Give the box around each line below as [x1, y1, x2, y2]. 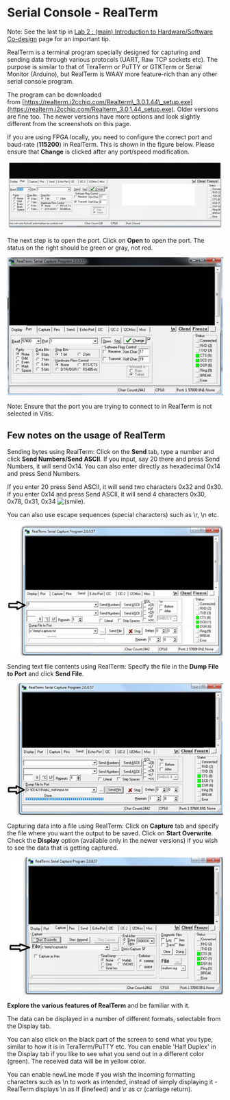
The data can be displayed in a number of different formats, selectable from [7, 1014, 221, 1023]
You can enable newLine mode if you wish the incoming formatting [7, 1070, 196, 1078]
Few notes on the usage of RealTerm [7, 429, 166, 441]
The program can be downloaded [7, 91, 101, 99]
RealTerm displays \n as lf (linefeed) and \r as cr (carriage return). [7, 1085, 193, 1093]
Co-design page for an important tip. [7, 34, 111, 43]
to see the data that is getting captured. [7, 844, 118, 852]
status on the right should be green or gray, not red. [7, 243, 153, 252]
